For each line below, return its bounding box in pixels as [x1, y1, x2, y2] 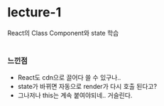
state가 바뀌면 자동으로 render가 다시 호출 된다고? [17, 83, 158, 91]
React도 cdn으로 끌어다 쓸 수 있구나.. [17, 73, 121, 82]
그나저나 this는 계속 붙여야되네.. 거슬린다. [17, 91, 133, 100]
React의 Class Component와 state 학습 [7, 28, 119, 37]
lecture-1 [7, 4, 62, 21]
